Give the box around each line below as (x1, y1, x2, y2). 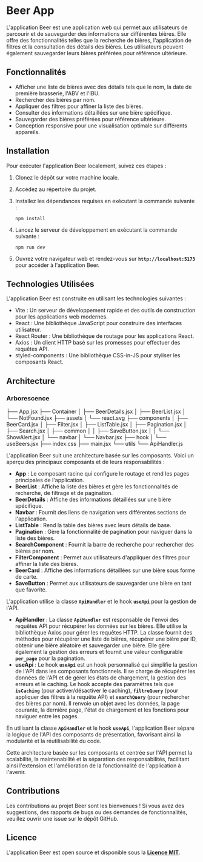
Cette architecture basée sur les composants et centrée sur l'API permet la (6, 749, 193, 756)
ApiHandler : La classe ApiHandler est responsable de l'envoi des (15, 616, 179, 624)
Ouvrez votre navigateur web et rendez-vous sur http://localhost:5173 (15, 255, 196, 262)
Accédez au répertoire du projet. (15, 186, 97, 193)
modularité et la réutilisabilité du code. (6, 738, 102, 745)
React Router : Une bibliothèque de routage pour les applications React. (15, 332, 195, 340)
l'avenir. (6, 769, 26, 776)
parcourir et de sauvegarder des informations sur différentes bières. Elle (6, 30, 187, 37)
